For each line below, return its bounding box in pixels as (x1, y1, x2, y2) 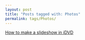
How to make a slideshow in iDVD (5, 30, 74, 36)
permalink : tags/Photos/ (5, 16, 56, 21)
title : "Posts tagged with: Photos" (5, 12, 81, 17)
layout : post (5, 7, 32, 12)
